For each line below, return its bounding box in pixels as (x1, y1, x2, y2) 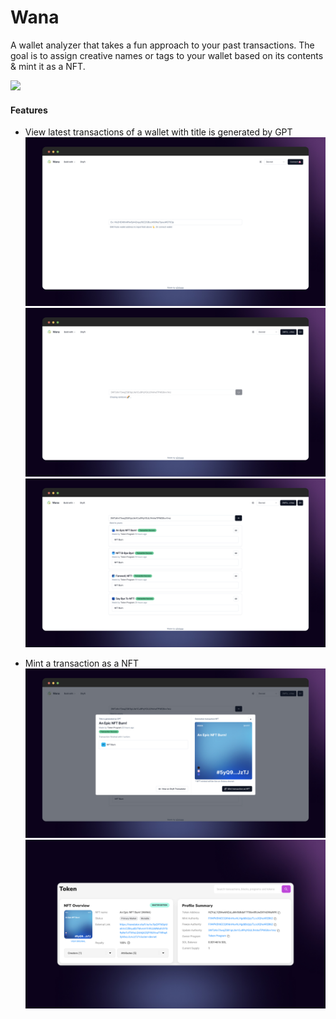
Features (10, 104, 48, 116)
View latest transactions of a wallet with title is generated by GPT (24, 126, 293, 138)
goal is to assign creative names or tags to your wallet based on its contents (10, 49, 324, 61)
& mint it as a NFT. (10, 60, 86, 72)
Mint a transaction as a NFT (24, 657, 140, 670)
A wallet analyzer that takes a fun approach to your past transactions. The (10, 39, 315, 51)
